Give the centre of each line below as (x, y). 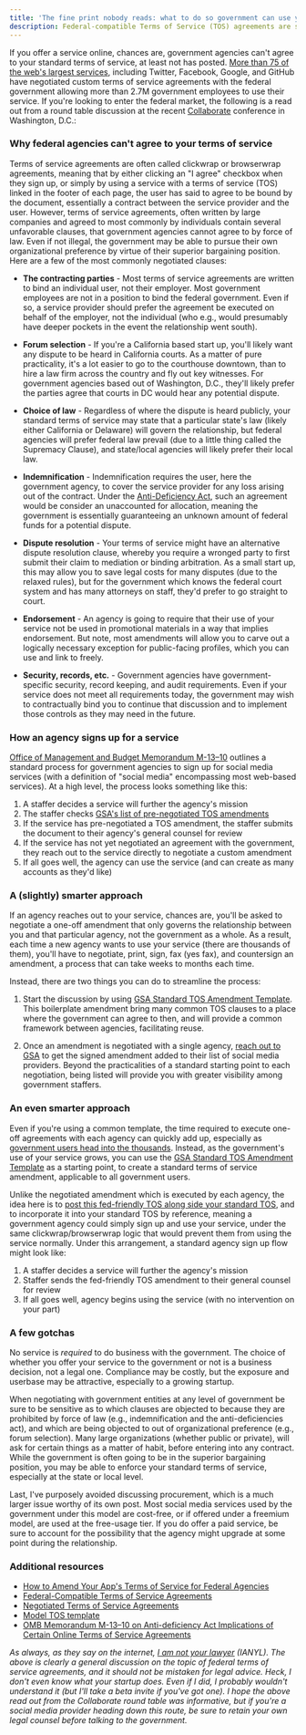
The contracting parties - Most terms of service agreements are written (158, 278)
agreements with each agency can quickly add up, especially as (142, 1138)
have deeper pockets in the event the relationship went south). (140, 327)
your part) (41, 1309)
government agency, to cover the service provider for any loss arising (153, 486)
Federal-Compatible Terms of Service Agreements (117, 1596)
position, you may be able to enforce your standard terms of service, (138, 1467)
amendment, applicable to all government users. (100, 1177)
